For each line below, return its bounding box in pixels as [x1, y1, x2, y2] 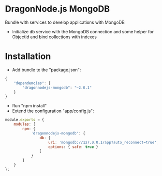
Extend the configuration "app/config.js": [12, 108, 94, 114]
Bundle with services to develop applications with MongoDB [5, 19, 125, 25]
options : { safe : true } [48, 144, 98, 149]
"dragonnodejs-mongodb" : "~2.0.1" [22, 85, 92, 90]
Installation [5, 51, 51, 62]
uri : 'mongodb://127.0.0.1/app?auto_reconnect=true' [48, 140, 157, 145]
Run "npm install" [12, 103, 47, 109]
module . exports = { [5, 117, 44, 122]
